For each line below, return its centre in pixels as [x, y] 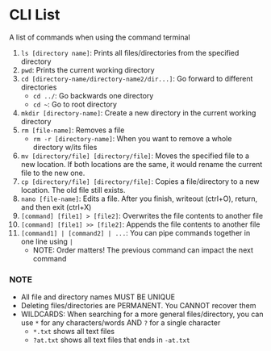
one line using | [47, 241]
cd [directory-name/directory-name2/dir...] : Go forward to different [137, 78]
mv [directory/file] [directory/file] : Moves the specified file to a [135, 156]
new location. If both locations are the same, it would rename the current [142, 164]
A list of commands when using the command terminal [100, 37]
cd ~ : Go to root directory [75, 104]
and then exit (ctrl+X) [56, 207]
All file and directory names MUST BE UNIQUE [98, 297]
